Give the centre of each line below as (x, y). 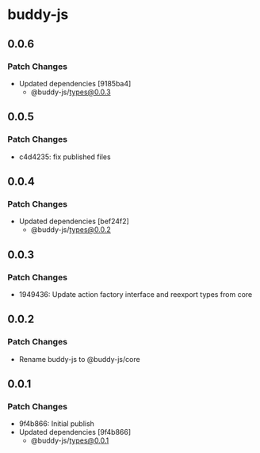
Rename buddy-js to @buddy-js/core (79, 359)
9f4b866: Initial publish (56, 424)
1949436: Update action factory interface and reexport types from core (136, 294)
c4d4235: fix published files (65, 157)
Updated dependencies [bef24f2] (74, 221)
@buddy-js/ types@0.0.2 (71, 230)
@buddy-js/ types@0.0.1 (70, 440)
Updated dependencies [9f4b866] (75, 432)
